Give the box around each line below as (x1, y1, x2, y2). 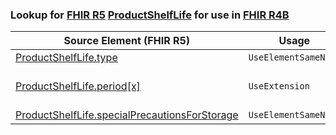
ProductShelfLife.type (15, 51, 118, 65)
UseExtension (248, 81, 310, 92)
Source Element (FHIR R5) (63, 34, 191, 48)
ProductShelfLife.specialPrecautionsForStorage (15, 108, 239, 122)
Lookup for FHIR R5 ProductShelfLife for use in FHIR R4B (10, 8, 290, 22)
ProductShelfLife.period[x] (15, 79, 141, 93)
